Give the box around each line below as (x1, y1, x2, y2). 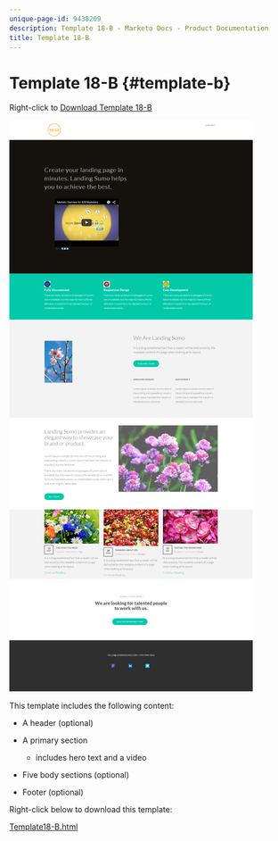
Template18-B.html (9, 821, 78, 832)
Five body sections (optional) (21, 770, 129, 780)
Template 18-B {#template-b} (9, 72, 232, 93)
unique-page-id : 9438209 (9, 14, 102, 23)
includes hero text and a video (35, 753, 147, 763)
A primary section (21, 735, 88, 745)
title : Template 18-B (9, 33, 90, 42)
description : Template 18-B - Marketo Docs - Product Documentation (9, 23, 269, 33)
